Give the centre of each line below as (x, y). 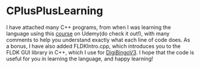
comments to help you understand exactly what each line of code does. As (98, 40)
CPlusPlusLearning (55, 11)
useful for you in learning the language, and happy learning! (80, 59)
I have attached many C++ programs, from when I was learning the (89, 27)
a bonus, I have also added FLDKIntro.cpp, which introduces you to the (93, 46)
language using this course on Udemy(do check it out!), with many (88, 33)
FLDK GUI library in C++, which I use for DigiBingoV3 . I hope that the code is (100, 52)
